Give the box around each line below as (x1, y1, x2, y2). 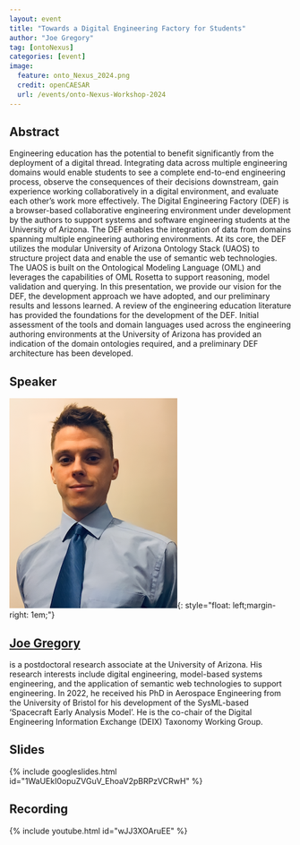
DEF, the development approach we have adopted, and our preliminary (9, 291, 270, 302)
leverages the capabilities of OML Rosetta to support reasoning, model (9, 272, 270, 282)
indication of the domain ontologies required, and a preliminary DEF (9, 339, 259, 349)
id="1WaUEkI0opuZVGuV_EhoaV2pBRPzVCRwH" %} (9, 775, 203, 786)
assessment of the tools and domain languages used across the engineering (9, 319, 291, 331)
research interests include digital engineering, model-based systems (9, 668, 262, 680)
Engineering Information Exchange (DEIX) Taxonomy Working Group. (9, 717, 263, 728)
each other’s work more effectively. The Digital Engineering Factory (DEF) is (9, 195, 289, 206)
